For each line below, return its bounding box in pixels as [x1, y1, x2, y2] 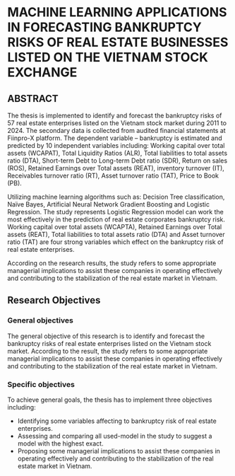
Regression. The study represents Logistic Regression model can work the [7, 208, 224, 216]
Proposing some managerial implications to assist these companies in [17, 446, 221, 455]
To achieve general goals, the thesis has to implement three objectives [7, 395, 212, 404]
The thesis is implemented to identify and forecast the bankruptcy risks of [7, 111, 222, 120]
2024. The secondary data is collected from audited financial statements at [7, 127, 226, 134]
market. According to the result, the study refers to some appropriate [7, 347, 208, 355]
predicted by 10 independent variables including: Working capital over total [7, 141, 225, 149]
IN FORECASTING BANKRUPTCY [7, 19, 203, 35]
